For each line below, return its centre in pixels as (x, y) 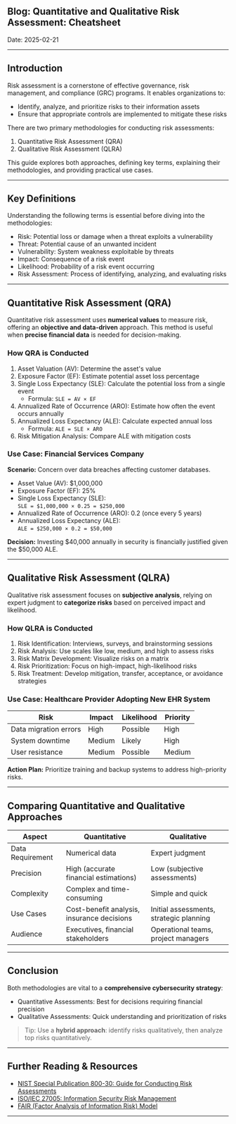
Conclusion (33, 971)
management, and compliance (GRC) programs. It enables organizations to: (117, 93)
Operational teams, (182, 930)
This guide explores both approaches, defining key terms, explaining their (114, 162)
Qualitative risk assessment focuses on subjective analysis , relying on (110, 595)
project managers (180, 939)
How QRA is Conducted (48, 353)
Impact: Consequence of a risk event (71, 259)
